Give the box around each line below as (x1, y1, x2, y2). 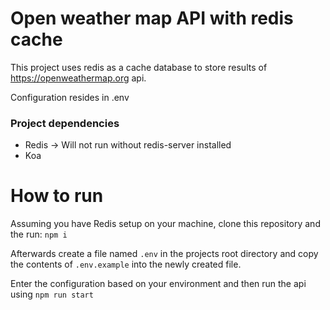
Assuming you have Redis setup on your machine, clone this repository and (10, 218, 321, 230)
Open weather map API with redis (10, 7, 294, 30)
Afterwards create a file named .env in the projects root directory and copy (10, 248, 319, 260)
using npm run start (10, 288, 94, 301)
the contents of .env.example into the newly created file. (10, 258, 242, 271)
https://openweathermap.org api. (10, 72, 147, 84)
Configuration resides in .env (10, 91, 130, 103)
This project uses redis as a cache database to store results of (10, 61, 268, 73)
